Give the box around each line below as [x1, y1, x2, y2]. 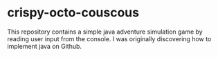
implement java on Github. [7, 42, 82, 50]
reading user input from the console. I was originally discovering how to [7, 34, 212, 43]
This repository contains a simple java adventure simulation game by [7, 27, 203, 36]
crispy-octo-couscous [7, 5, 140, 21]
